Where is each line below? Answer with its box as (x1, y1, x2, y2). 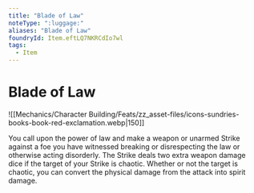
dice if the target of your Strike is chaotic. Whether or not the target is (8, 159, 239, 168)
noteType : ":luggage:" (8, 19, 84, 27)
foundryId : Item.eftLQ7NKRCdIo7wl (8, 33, 124, 42)
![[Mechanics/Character (8, 109, 87, 119)
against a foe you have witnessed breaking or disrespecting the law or (8, 141, 240, 152)
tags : (8, 41, 26, 49)
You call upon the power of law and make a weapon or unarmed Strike (8, 133, 240, 143)
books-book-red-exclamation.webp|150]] (8, 117, 145, 128)
